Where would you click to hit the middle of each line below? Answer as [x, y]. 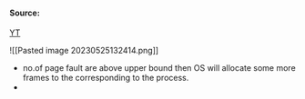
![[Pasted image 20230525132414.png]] [84, 51]
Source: [25, 13]
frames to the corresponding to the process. [106, 78]
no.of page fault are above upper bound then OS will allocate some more [159, 68]
